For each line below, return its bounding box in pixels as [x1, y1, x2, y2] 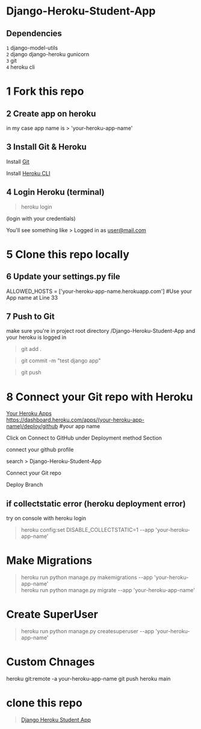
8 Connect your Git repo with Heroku [6, 390, 193, 403]
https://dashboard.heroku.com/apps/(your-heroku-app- [6, 416, 144, 423]
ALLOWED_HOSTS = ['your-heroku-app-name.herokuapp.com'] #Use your [6, 288, 193, 295]
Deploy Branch [6, 481, 43, 488]
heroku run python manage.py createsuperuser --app [20, 628, 155, 635]
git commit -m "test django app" [20, 357, 101, 364]
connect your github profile [6, 446, 74, 453]
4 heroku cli [6, 63, 35, 71]
